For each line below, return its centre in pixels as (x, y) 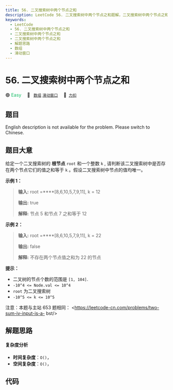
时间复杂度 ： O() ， (32, 357)
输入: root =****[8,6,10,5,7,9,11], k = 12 (59, 192)
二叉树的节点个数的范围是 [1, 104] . (50, 279)
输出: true (28, 203)
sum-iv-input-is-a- (25, 313)
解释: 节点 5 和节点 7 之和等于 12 (52, 214)
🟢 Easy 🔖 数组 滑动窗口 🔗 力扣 (41, 95)
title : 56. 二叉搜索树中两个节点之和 (41, 10)
